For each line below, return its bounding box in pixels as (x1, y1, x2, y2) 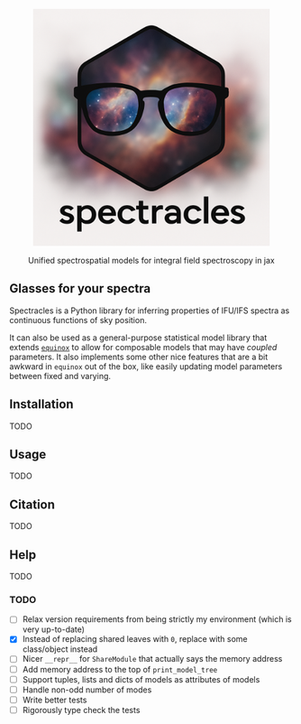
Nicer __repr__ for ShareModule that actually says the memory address (22, 654, 283, 664)
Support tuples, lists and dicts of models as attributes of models (22, 673, 260, 684)
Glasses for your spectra (9, 281, 151, 296)
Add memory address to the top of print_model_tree (22, 664, 218, 674)
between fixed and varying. (9, 370, 111, 381)
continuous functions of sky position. (9, 314, 147, 325)
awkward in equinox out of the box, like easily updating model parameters (9, 360, 283, 372)
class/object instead (22, 644, 98, 654)
